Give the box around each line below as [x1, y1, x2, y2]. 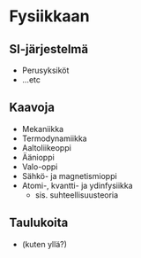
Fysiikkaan [9, 6, 90, 27]
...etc [21, 74, 41, 85]
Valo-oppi [21, 161, 58, 172]
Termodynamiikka [21, 133, 87, 144]
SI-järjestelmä [9, 42, 89, 57]
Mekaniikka [21, 123, 64, 134]
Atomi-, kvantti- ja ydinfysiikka [21, 180, 134, 191]
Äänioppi [21, 152, 55, 162]
